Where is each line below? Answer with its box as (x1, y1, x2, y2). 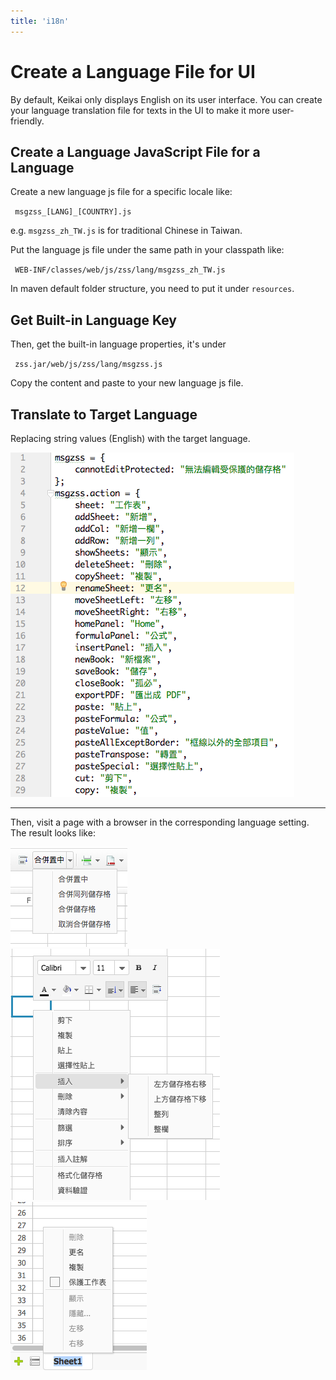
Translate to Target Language (10, 406, 198, 423)
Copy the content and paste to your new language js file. (10, 377, 244, 389)
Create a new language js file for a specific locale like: (10, 186, 233, 198)
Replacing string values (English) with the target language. (10, 433, 251, 444)
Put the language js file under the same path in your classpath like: (10, 244, 285, 256)
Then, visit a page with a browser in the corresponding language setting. (10, 816, 310, 828)
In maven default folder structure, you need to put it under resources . (10, 283, 295, 295)
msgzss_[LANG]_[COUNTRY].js (14, 207, 132, 217)
